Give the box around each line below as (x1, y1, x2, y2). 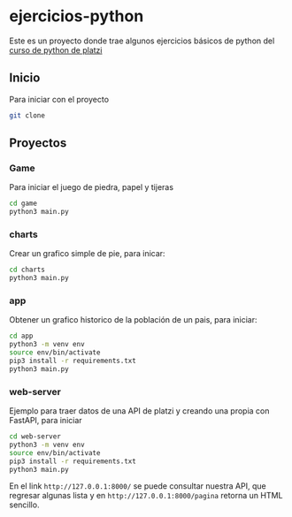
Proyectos (9, 135, 67, 151)
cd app (9, 331, 34, 341)
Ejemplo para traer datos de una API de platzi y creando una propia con (9, 406, 270, 416)
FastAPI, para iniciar (9, 415, 82, 426)
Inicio (9, 71, 41, 86)
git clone (9, 110, 46, 120)
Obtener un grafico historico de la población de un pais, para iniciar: (9, 315, 258, 325)
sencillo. (9, 499, 40, 510)
